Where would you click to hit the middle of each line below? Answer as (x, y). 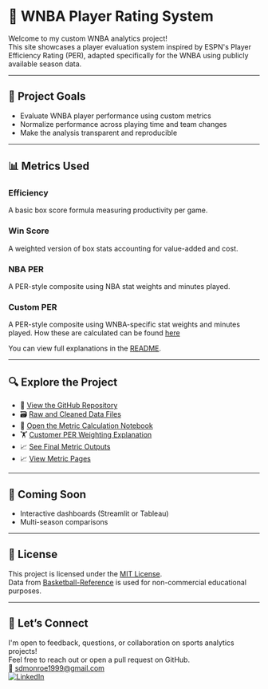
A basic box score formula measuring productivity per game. (108, 210)
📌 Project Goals (47, 96)
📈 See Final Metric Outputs (65, 447)
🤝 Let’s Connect (48, 623)
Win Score (29, 231)
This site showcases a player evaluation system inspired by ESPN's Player (130, 46)
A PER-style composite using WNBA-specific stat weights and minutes (124, 325)
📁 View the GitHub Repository (69, 406)
